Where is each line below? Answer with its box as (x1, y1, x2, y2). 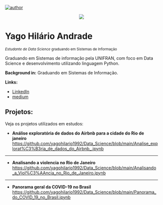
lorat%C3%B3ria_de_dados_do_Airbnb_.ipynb (12, 146, 104, 152)
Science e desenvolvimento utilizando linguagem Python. (5, 60, 120, 66)
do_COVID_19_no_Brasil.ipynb (12, 194, 71, 200)
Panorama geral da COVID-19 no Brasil (12, 184, 91, 189)
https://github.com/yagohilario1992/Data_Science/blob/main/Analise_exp (12, 140, 158, 146)
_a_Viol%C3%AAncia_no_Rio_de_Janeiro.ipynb (12, 170, 106, 176)
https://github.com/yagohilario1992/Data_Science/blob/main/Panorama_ (12, 189, 157, 195)
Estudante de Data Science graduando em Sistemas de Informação (5, 47, 117, 51)
